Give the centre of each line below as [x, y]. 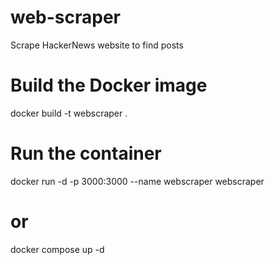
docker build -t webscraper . [69, 113]
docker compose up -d [57, 249]
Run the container [86, 153]
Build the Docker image [109, 85]
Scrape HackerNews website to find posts [97, 45]
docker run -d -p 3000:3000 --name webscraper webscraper [137, 181]
